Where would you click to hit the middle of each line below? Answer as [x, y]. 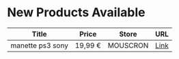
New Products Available [76, 13]
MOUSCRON [128, 45]
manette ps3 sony [39, 45]
